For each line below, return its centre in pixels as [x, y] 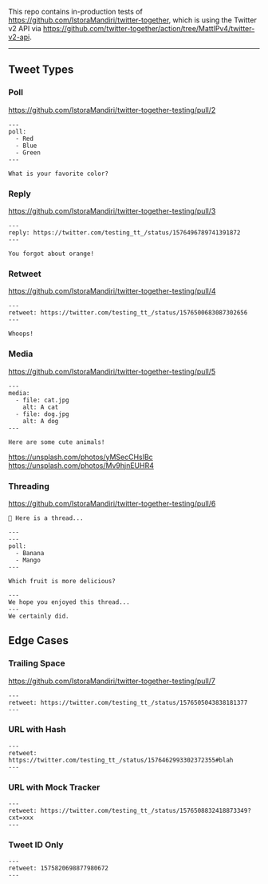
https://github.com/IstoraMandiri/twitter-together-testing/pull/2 [112, 110]
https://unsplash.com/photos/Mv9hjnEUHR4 [81, 465]
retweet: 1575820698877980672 [59, 868]
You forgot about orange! [51, 254]
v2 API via [25, 28]
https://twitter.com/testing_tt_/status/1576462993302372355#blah [121, 760]
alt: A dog [41, 421]
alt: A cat [41, 407]
